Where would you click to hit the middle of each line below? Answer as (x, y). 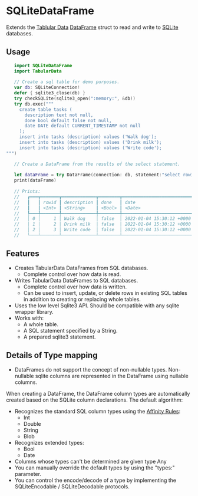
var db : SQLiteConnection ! (47, 88)
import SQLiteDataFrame (43, 65)
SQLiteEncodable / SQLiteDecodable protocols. (72, 486)
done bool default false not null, (68, 120)
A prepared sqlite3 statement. (60, 337)
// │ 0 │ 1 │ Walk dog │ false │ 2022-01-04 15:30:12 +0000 (103, 219)
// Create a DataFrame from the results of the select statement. (97, 164)
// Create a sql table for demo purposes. (67, 82)
